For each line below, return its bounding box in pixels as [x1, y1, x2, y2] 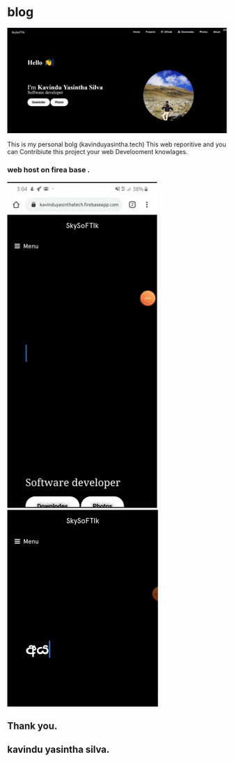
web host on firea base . [7, 165, 91, 175]
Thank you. [7, 720, 58, 732]
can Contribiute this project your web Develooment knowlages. [7, 148, 188, 156]
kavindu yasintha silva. [7, 744, 110, 756]
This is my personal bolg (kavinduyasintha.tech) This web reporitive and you [7, 140, 226, 148]
